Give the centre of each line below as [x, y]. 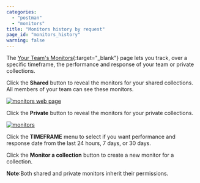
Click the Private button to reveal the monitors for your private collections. [100, 113]
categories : [21, 12]
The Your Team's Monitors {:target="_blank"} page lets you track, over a [97, 58]
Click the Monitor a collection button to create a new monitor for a [90, 155]
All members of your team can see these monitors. [70, 89]
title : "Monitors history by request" [56, 29]
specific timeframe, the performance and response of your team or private [100, 64]
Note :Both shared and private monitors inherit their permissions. [87, 173]
